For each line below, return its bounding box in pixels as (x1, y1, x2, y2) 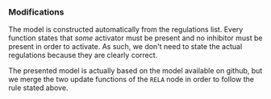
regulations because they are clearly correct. (8, 51, 158, 60)
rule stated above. (8, 83, 69, 93)
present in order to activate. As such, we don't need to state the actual (8, 42, 243, 52)
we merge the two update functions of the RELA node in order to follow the (8, 75, 254, 85)
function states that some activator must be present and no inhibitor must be (8, 33, 263, 43)
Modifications (8, 6, 65, 18)
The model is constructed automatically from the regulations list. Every (8, 25, 244, 35)
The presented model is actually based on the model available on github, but (8, 66, 263, 76)
